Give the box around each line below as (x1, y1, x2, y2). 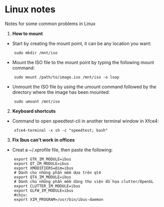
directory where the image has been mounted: (12, 89, 110, 95)
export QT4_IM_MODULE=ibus (14, 174, 72, 180)
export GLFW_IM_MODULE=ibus (14, 188, 74, 193)
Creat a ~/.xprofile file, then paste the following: (12, 147, 113, 153)
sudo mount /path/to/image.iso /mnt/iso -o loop (14, 74, 120, 80)
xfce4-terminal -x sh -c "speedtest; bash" (14, 128, 108, 133)
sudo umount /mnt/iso (14, 99, 60, 104)
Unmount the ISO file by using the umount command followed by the (12, 84, 157, 90)
